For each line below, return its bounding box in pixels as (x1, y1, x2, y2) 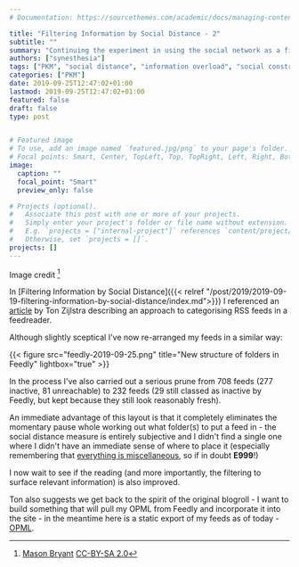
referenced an (227, 296, 279, 307)
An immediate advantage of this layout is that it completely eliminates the (9, 412, 278, 423)
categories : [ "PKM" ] (9, 70, 86, 80)
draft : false (9, 103, 58, 112)
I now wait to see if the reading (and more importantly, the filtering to (9, 467, 262, 478)
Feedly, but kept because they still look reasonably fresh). (9, 395, 222, 406)
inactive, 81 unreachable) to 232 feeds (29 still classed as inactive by (9, 385, 263, 397)
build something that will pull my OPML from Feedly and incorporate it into (9, 504, 281, 514)
